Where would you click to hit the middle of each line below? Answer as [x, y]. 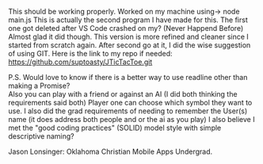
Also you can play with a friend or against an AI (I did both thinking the [123, 94]
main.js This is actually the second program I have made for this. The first [128, 20]
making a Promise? [39, 86]
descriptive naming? [41, 136]
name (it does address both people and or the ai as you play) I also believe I [131, 119]
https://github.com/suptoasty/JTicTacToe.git [80, 62]
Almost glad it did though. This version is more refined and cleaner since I [129, 36]
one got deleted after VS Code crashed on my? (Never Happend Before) [126, 28]
